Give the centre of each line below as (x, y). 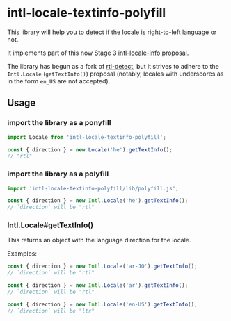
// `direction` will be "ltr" (51, 311)
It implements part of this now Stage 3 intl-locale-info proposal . (98, 53)
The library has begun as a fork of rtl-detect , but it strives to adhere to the (113, 66)
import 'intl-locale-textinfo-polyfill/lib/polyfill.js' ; (93, 188)
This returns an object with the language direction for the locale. (99, 240)
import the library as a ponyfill (59, 123)
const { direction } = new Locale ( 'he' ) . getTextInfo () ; (90, 150)
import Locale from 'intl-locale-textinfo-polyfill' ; (87, 137)
